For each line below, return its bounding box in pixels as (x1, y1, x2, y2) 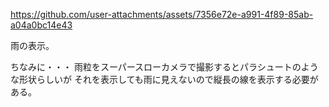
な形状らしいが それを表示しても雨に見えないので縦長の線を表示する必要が (10, 74, 319, 85)
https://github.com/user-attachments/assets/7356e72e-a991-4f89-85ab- (10, 9, 314, 20)
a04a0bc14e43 (10, 19, 73, 31)
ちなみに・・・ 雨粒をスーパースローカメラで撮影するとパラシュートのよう (10, 61, 319, 73)
